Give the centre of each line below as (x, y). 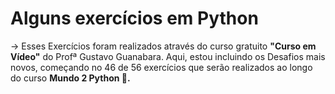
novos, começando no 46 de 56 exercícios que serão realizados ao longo (161, 67)
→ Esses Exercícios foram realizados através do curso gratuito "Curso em (163, 46)
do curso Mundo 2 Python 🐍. (70, 78)
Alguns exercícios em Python (134, 18)
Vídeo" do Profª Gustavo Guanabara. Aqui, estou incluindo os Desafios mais (168, 56)
